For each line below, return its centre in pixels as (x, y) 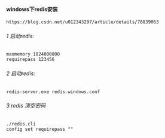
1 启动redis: (20, 36)
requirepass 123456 (30, 60)
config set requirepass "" (40, 129)
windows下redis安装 (32, 9)
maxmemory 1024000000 (33, 54)
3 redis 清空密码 (26, 106)
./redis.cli (21, 124)
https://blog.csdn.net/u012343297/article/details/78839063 (83, 22)
